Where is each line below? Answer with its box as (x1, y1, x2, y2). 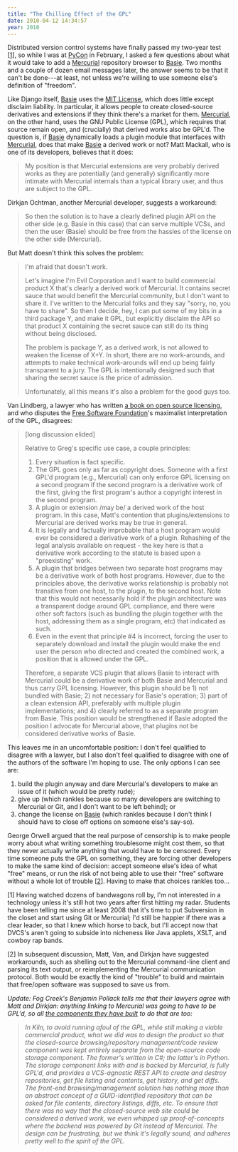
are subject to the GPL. (24, 185, 92, 193)
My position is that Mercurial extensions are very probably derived (24, 162, 220, 170)
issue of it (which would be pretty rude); (17, 787, 136, 796)
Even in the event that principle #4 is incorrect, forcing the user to (35, 632, 229, 641)
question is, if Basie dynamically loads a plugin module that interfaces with (7, 133, 226, 141)
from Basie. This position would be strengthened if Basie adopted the (24, 714, 228, 723)
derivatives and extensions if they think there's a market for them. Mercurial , (7, 110, 231, 118)
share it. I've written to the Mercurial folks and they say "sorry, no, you (24, 299, 231, 307)
